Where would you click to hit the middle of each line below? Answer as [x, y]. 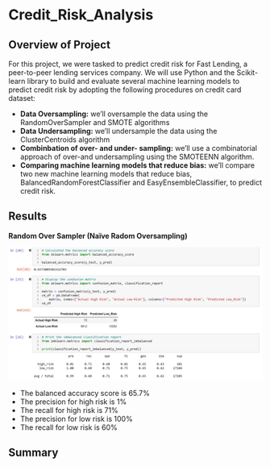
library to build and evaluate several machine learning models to [133, 81]
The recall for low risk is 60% [69, 427]
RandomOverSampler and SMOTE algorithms [95, 122]
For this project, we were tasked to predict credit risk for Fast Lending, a [128, 64]
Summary [33, 453]
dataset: [22, 98]
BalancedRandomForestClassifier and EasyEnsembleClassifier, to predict [141, 182]
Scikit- [247, 73]
